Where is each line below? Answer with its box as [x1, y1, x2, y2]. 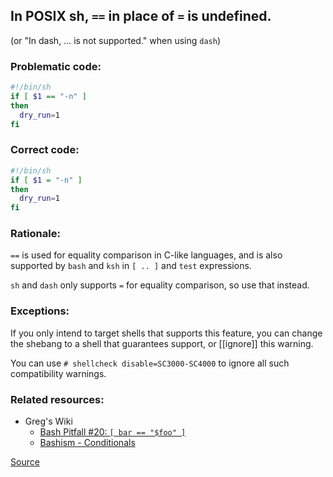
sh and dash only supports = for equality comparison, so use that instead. [10, 279, 310, 291]
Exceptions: [10, 304, 70, 318]
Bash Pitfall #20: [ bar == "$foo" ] [39, 426, 187, 438]
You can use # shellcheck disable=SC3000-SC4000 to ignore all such [10, 357, 290, 369]
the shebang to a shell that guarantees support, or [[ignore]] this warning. [10, 337, 314, 349]
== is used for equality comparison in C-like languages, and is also [10, 249, 283, 261]
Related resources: [10, 392, 105, 406]
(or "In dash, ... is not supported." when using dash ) [10, 34, 221, 46]
